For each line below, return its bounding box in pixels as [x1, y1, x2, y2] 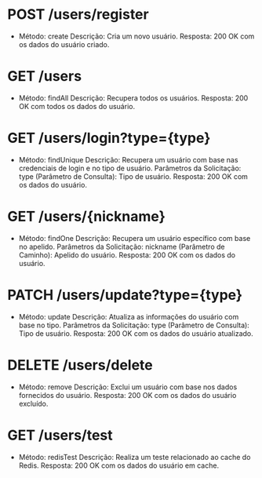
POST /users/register [7, 5, 150, 24]
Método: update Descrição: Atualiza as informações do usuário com [18, 312, 239, 321]
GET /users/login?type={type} [7, 130, 211, 147]
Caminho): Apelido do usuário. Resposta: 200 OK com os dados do [18, 250, 236, 260]
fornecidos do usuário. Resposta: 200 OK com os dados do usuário [18, 390, 237, 400]
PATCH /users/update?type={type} [7, 286, 243, 304]
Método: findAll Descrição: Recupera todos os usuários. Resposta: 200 [18, 93, 249, 103]
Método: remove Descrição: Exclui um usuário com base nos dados [18, 382, 238, 392]
